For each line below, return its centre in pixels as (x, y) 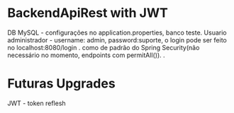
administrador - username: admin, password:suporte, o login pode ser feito (117, 40)
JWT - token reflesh (37, 103)
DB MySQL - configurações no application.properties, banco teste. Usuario (117, 32)
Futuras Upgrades (61, 84)
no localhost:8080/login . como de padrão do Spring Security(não (104, 47)
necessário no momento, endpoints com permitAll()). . (86, 55)
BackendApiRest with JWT (88, 13)
